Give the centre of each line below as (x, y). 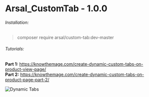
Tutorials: (15, 48)
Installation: (17, 22)
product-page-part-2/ (27, 79)
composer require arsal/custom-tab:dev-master (65, 38)
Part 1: (12, 64)
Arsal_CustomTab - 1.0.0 (56, 9)
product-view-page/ (26, 69)
